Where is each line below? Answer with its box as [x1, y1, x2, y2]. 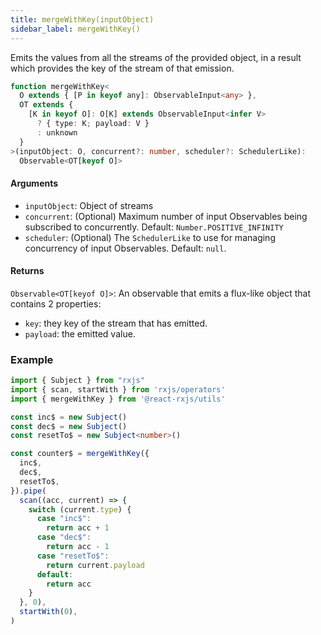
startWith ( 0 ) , [19, 607, 78, 617]
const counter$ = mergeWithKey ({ [10, 449, 150, 459]
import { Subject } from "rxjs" [10, 376, 145, 386]
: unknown [36, 127, 78, 138]
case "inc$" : [36, 514, 92, 524]
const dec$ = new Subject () [10, 421, 128, 431]
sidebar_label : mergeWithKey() [10, 24, 141, 34]
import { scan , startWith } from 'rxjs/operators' [10, 384, 226, 395]
